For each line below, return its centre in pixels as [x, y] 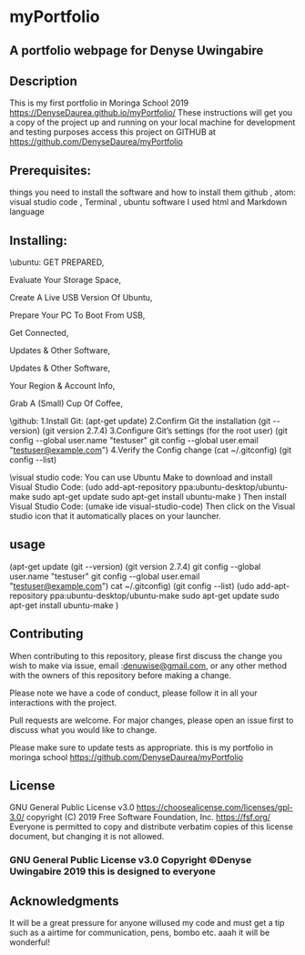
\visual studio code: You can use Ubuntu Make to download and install [141, 477]
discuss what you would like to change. [83, 729]
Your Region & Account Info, [62, 386]
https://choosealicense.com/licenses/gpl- [215, 808]
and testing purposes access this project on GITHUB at [113, 132]
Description [43, 81]
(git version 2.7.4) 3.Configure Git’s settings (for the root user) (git [165, 431]
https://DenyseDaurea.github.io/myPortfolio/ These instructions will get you [151, 113]
